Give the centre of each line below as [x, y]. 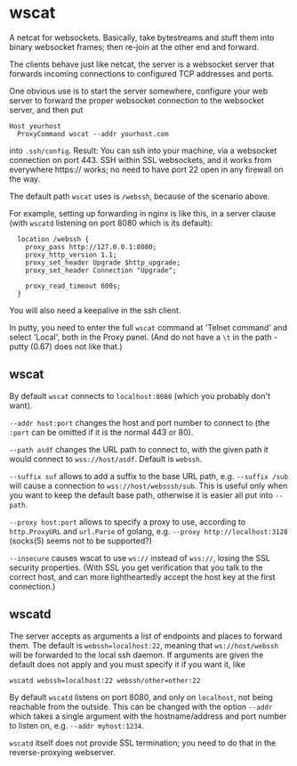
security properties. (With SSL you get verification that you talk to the [136, 567]
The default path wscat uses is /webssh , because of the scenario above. [140, 196]
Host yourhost [36, 126]
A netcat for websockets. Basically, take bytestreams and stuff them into [142, 37]
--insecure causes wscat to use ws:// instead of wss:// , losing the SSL [140, 558]
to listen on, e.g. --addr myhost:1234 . [77, 725]
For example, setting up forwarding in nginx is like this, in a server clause [143, 213]
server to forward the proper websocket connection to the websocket [137, 100]
